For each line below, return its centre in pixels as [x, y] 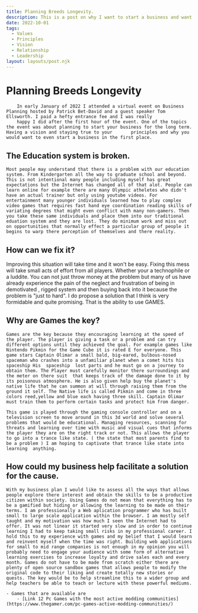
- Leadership [28, 56]
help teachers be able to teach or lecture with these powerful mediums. [99, 583]
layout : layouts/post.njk [38, 61]
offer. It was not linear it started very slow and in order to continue [99, 526]
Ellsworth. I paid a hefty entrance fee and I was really [79, 117]
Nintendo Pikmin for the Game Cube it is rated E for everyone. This [94, 350]
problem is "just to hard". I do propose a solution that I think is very [87, 296]
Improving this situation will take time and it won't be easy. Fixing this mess [98, 264]
